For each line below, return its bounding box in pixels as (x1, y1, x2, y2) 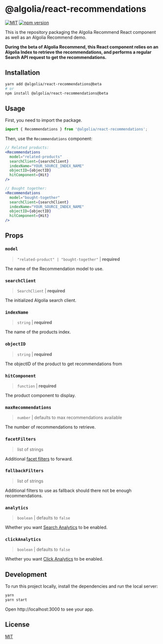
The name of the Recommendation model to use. (5, 266, 104, 271)
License (5, 620, 30, 629)
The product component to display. (5, 392, 76, 398)
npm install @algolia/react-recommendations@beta (5, 91, 109, 96)
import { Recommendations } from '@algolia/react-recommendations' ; (5, 127, 148, 132)
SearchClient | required (17, 288, 65, 294)
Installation (5, 69, 40, 77)
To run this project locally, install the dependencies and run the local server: (5, 583, 158, 590)
